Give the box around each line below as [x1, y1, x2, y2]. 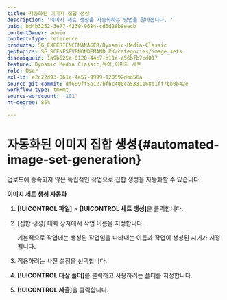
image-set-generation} [7, 152, 142, 168]
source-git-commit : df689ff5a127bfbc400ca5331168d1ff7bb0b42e [7, 80, 189, 87]
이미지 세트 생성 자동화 [7, 190, 67, 198]
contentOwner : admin [7, 29, 67, 36]
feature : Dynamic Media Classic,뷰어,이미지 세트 [7, 61, 142, 68]
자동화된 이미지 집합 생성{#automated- [7, 137, 219, 153]
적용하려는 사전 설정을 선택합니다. [16, 256, 108, 264]
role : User [7, 67, 38, 74]
